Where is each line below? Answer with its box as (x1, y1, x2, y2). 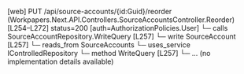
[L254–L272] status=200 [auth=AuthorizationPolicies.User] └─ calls (7, 24, 228, 32)
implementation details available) (7, 57, 114, 66)
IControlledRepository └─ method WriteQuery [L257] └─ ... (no (7, 49, 211, 57)
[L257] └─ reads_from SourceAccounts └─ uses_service (7, 40, 190, 50)
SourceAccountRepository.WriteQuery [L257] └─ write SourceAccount (7, 31, 237, 41)
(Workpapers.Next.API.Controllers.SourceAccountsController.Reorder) (7, 15, 235, 24)
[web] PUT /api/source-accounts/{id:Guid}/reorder (7, 7, 172, 16)
